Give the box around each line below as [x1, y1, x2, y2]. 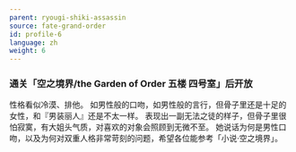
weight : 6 [9, 46, 47, 55]
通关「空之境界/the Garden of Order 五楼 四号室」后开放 [9, 78, 253, 90]
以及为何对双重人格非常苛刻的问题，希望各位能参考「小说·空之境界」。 [24, 133, 283, 144]
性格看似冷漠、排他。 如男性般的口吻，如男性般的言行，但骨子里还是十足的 [9, 99, 287, 110]
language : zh [9, 38, 58, 47]
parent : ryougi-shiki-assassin [9, 13, 126, 22]
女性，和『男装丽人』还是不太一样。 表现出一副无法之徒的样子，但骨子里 [9, 111, 279, 122]
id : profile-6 [9, 30, 63, 38]
